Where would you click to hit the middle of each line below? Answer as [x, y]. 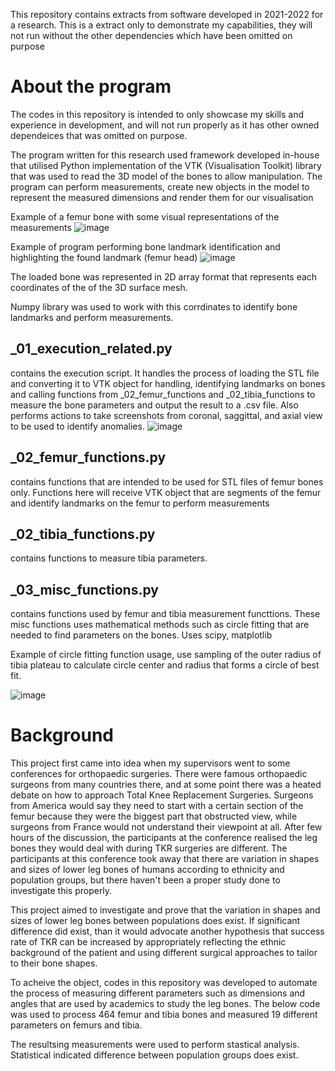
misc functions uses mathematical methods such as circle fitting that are [160, 625]
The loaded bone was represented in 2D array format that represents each [164, 276]
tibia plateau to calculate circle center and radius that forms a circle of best [165, 665]
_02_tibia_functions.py [83, 534]
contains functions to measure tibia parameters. [109, 558]
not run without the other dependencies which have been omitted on [151, 35]
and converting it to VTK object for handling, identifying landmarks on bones [168, 383]
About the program [91, 86]
